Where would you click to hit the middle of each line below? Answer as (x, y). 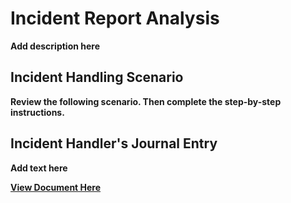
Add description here (55, 46)
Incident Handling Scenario (97, 77)
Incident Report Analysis (115, 18)
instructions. (37, 112)
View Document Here (56, 187)
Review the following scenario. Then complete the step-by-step (146, 101)
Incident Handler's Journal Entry (114, 143)
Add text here (39, 168)
